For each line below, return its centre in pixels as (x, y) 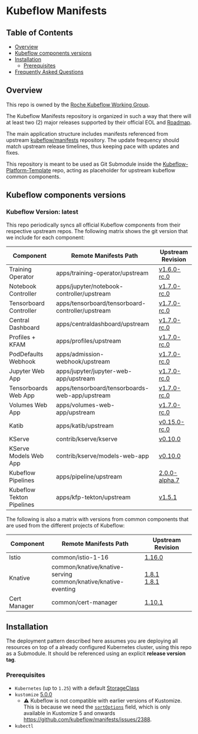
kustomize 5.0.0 (33, 694)
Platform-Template (29, 170)
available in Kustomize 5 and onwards (69, 713)
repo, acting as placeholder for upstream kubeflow (114, 170)
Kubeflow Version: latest (42, 212)
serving (62, 574)
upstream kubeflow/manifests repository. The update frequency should (93, 140)
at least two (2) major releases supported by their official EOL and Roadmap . (99, 122)
